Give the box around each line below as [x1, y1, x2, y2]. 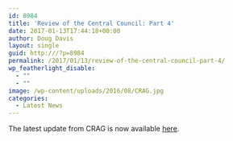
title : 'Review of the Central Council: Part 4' [8, 19, 175, 27]
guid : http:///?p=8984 [8, 49, 85, 57]
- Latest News [15, 102, 63, 110]
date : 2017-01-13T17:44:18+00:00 [8, 27, 121, 35]
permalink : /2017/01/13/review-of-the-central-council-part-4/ [8, 57, 226, 65]
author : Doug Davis [8, 34, 74, 43]
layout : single [8, 42, 60, 50]
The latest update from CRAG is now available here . [8, 124, 180, 134]
